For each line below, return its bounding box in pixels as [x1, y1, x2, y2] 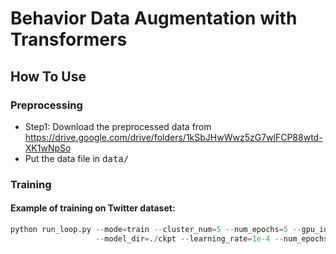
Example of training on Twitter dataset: [10, 202, 176, 214]
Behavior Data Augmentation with [10, 7, 298, 30]
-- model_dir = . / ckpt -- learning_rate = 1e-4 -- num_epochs [95, 233, 329, 244]
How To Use [10, 68, 87, 85]
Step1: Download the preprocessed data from [24, 120, 212, 132]
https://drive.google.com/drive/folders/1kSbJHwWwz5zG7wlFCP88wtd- [24, 131, 323, 143]
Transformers [10, 28, 128, 51]
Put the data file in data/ [24, 152, 130, 164]
